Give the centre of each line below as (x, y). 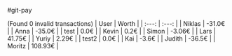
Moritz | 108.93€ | (33, 46)
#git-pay (20, 10)
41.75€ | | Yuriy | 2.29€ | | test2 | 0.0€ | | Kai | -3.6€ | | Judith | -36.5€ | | (111, 38)
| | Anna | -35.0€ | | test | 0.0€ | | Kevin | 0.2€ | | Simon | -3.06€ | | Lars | (111, 31)
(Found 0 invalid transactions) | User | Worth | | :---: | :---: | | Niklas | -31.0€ (116, 23)
